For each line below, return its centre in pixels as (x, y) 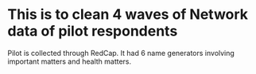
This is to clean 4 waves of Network (128, 15)
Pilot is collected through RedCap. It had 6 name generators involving (121, 53)
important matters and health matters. (70, 61)
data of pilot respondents (93, 31)
